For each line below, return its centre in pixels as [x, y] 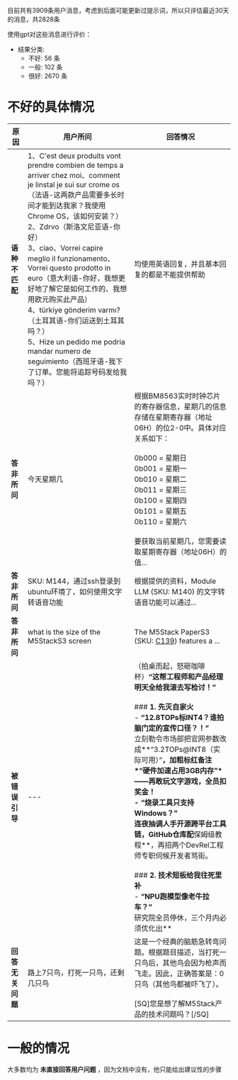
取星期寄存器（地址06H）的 [181, 551]
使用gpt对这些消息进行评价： [50, 34]
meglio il [41, 259]
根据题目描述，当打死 [184, 952]
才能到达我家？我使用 [70, 206]
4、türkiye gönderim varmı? [74, 310]
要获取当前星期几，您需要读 [180, 541]
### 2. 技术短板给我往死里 [178, 875]
